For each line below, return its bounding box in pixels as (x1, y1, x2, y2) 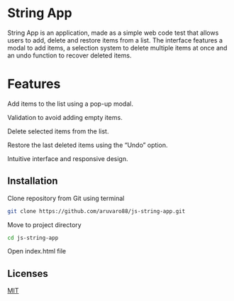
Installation (7, 175, 58, 187)
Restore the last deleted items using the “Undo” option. (7, 141, 168, 149)
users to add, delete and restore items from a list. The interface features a (7, 35, 223, 44)
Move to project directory (7, 220, 82, 229)
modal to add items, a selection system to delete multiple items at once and (7, 43, 228, 52)
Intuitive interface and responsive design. (7, 154, 128, 163)
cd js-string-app (7, 234, 59, 241)
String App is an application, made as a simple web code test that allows (7, 28, 219, 37)
